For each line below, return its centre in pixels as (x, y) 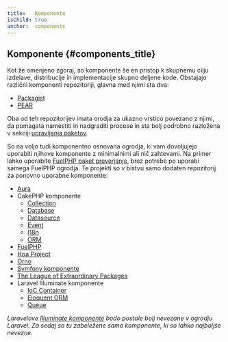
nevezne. (20, 333)
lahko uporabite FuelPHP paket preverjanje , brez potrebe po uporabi (103, 161)
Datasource (43, 218)
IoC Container (47, 291)
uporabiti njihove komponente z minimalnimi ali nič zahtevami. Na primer (109, 154)
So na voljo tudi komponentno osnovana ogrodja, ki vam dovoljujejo (102, 146)
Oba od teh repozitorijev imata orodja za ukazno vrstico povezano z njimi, (111, 119)
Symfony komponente (48, 269)
